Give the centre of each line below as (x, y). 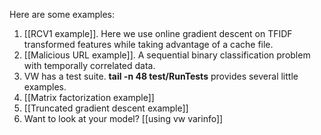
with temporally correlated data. (89, 65)
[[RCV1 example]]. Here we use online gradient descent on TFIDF (158, 33)
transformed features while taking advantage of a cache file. (148, 44)
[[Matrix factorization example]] (89, 97)
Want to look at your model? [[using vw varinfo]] (123, 118)
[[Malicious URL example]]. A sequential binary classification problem (167, 55)
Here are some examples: (62, 14)
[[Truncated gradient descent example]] (106, 108)
